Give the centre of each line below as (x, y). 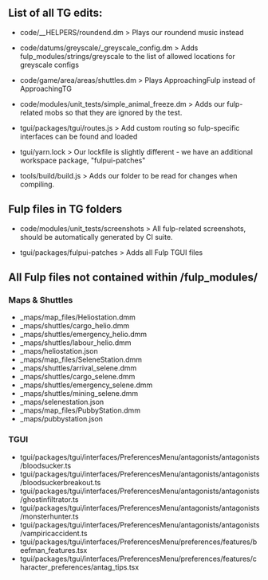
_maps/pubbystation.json (61, 419)
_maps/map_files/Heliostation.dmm (77, 317)
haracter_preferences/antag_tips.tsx (79, 567)
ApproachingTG (45, 88)
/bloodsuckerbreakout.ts (60, 482)
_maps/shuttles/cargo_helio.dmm (75, 326)
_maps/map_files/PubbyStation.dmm (80, 410)
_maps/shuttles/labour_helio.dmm (75, 343)
